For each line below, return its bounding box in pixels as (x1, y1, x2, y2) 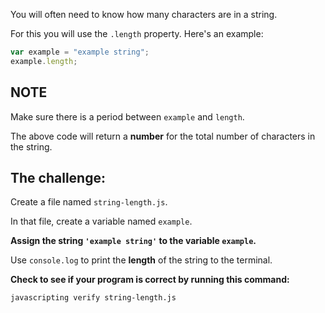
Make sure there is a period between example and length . (10, 110, 245, 123)
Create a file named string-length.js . (10, 196, 168, 208)
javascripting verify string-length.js (10, 293, 177, 303)
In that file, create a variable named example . (10, 215, 193, 228)
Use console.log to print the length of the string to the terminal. (10, 254, 273, 266)
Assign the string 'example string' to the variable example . (10, 235, 257, 247)
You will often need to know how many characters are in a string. (10, 9, 278, 20)
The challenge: (10, 169, 106, 186)
